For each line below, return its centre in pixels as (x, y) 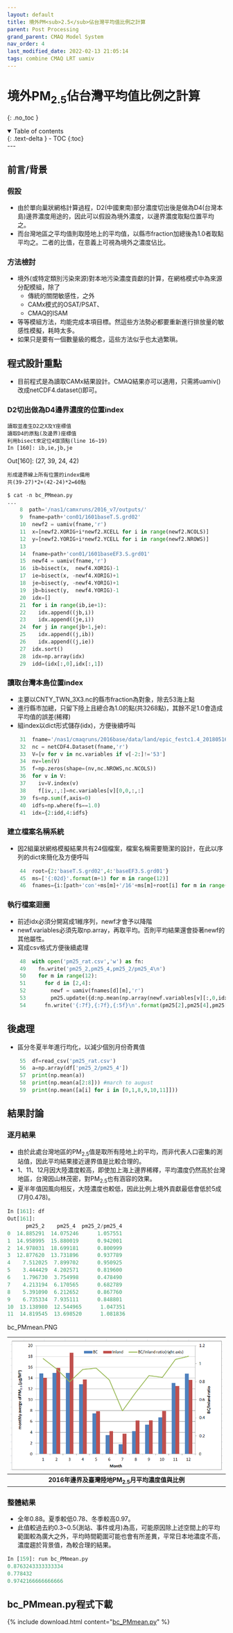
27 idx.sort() (42, 649)
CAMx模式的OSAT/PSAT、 (65, 304)
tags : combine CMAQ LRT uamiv (51, 59)
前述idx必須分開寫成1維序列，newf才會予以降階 (85, 921)
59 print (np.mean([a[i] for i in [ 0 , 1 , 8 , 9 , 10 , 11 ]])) (99, 1090)
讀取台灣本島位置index (45, 683)
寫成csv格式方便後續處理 (53, 947)
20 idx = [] (35, 598)
